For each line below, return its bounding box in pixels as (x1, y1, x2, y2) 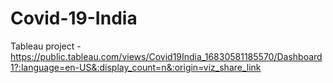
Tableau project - (10, 40, 82, 52)
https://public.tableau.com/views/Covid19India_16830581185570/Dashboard (10, 50, 323, 62)
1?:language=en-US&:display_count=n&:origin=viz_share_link (10, 61, 262, 73)
